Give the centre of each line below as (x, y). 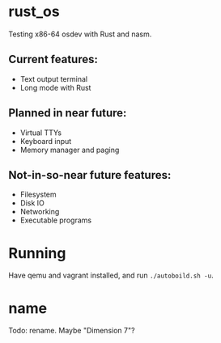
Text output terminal (53, 78)
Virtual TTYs (41, 133)
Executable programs (55, 220)
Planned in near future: (68, 113)
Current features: (53, 59)
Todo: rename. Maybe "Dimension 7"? (72, 331)
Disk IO (32, 203)
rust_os (34, 12)
